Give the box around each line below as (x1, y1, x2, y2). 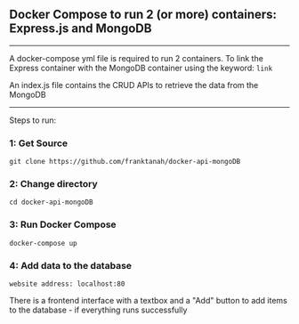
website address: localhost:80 (9, 279, 125, 288)
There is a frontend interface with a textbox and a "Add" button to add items (9, 296, 287, 305)
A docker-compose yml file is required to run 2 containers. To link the (9, 53, 264, 63)
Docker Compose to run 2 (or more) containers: (9, 7, 278, 22)
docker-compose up (9, 239, 77, 247)
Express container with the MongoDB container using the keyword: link (9, 62, 273, 73)
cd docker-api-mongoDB (9, 198, 93, 207)
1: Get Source (9, 137, 69, 150)
